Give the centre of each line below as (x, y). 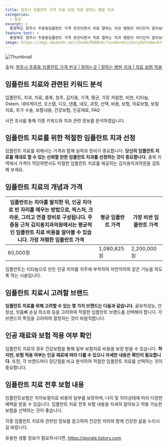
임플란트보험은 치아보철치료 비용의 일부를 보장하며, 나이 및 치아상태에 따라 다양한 (84, 398)
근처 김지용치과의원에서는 (48, 225)
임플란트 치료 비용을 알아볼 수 (48, 233)
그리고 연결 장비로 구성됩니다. (53, 217)
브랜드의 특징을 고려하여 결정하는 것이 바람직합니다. (55, 318)
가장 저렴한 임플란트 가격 (57, 240)
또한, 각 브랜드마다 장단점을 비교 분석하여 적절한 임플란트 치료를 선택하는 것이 (87, 361)
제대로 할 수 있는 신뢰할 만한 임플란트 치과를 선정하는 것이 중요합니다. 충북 (85, 157)
